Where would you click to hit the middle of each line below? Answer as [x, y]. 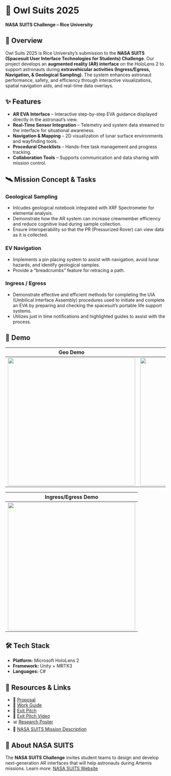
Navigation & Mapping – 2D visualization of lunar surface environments [88, 135]
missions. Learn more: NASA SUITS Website [52, 768]
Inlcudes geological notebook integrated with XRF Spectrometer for [83, 208]
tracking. [22, 152]
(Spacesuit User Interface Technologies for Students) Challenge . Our [80, 58]
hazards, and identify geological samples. [56, 265]
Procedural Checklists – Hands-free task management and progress [85, 146]
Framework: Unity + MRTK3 [42, 666]
